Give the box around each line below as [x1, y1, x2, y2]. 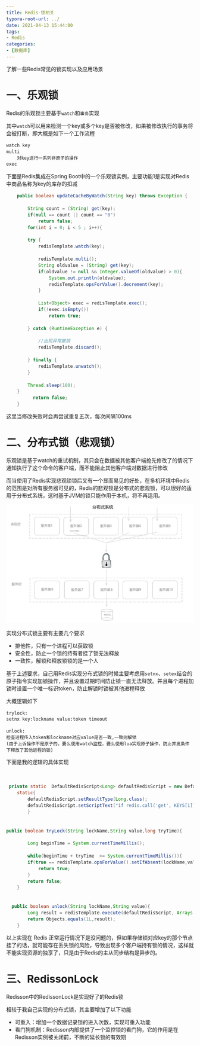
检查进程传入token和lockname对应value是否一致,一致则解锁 [6, 734, 137, 740]
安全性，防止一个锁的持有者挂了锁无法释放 [14, 649, 120, 657]
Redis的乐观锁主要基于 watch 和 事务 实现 [6, 109, 99, 117]
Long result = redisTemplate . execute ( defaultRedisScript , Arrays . [27, 910, 196, 916]
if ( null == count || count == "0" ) [27, 212, 116, 218]
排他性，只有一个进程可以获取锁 [14, 642, 93, 649]
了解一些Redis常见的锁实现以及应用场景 [6, 65, 104, 72]
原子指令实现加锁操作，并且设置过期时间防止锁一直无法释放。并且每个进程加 [6, 677, 194, 684]
